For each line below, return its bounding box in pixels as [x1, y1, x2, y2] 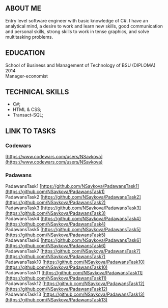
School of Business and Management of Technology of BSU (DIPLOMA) [5, 62, 156, 68]
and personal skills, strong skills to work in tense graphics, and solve [5, 28, 149, 35]
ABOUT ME [5, 4, 42, 13]
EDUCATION [5, 48, 45, 58]
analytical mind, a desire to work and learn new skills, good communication [5, 23, 163, 29]
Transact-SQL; [12, 112, 44, 118]
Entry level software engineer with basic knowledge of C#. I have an [5, 17, 149, 23]
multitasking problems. [5, 34, 53, 40]
